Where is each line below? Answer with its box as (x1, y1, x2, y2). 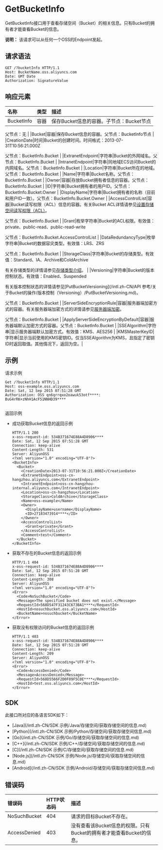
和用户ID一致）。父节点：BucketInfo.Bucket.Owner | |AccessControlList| (5, 195, 148, 201)
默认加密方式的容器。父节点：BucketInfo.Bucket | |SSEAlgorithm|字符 (17, 322, 157, 328)
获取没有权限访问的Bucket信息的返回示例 (12, 625, 95, 630)
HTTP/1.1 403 (12, 634, 39, 639)
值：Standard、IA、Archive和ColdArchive (5, 257, 89, 262)
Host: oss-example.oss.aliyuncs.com (5, 384, 79, 389)
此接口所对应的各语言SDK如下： (5, 712, 69, 718)
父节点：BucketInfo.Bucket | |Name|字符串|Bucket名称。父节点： (5, 171, 135, 177)
